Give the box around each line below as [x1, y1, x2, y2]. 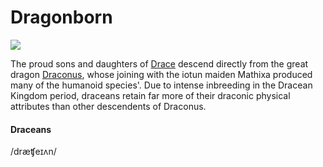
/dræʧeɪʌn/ [10, 146, 57, 158]
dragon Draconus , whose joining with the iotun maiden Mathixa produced [10, 68, 313, 80]
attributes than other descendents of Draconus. [10, 100, 207, 112]
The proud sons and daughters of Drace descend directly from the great [10, 57, 309, 70]
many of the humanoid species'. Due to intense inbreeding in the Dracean [10, 79, 313, 91]
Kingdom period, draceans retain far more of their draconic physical [10, 89, 291, 101]
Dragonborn [10, 6, 113, 29]
